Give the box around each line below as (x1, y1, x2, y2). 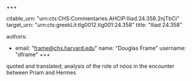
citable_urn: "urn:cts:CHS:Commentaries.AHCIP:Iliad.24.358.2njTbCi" (6, 15, 180, 22)
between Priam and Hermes (6, 69, 76, 76)
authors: (6, 33, 27, 40)
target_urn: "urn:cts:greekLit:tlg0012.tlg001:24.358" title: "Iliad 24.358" (6, 22, 183, 28)
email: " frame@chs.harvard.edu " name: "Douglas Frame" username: (15, 44, 187, 52)
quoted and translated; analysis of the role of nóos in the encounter (6, 62, 174, 70)
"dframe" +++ (15, 51, 50, 58)
